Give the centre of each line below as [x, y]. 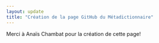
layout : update [25, 11]
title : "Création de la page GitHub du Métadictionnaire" [80, 17]
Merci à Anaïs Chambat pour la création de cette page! [74, 34]
